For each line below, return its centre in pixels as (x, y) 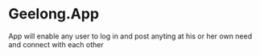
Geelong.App (54, 14)
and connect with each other (56, 44)
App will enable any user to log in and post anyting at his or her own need (130, 36)
